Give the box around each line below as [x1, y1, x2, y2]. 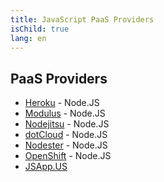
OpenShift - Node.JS [24, 150, 112, 162]
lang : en [10, 33, 47, 43]
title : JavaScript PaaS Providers [10, 14, 155, 25]
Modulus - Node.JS [24, 107, 106, 120]
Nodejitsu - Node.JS [24, 118, 110, 130]
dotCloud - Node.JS [24, 129, 108, 141]
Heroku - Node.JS [24, 97, 100, 109]
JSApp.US [24, 161, 68, 173]
